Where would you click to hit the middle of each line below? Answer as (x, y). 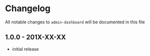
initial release (25, 49)
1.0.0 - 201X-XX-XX (36, 37)
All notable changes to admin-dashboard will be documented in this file (75, 22)
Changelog (28, 9)
